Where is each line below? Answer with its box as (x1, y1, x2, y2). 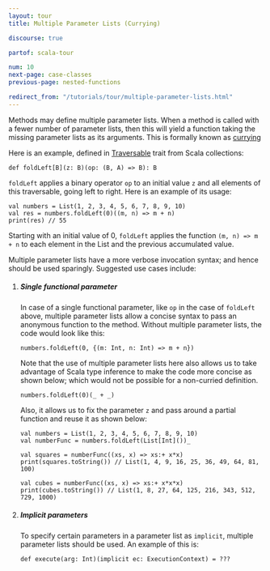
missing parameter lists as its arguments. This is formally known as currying (8, 132, 261, 142)
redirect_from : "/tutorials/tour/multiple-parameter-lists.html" (8, 93, 233, 101)
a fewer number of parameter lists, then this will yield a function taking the (8, 123, 256, 134)
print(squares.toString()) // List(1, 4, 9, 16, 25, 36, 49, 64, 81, (19, 458, 260, 466)
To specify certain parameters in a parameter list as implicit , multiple (19, 531, 254, 540)
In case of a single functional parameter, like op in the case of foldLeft (19, 302, 255, 312)
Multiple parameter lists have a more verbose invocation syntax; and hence (8, 254, 259, 264)
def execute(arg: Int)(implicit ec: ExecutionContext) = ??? (19, 555, 231, 563)
